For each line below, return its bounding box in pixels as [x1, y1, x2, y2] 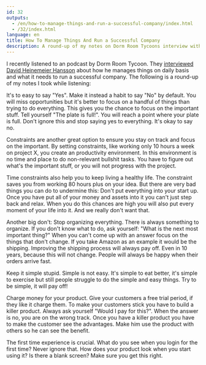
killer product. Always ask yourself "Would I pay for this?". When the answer [6, 307, 199, 315]
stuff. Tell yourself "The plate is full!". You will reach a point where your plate [6, 111, 199, 118]
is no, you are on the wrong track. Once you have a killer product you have [6, 313, 195, 321]
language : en [6, 32, 40, 38]
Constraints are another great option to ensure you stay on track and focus [6, 136, 196, 143]
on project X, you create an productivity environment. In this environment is [6, 148, 197, 156]
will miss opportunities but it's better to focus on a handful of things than [6, 98, 190, 105]
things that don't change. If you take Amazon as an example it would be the [6, 237, 197, 245]
